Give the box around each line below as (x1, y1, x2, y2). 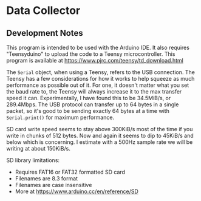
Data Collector (6, 4, 81, 18)
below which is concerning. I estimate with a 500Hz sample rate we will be (6, 138, 193, 146)
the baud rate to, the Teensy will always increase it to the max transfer (6, 88, 182, 95)
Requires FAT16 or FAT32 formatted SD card (15, 168, 126, 175)
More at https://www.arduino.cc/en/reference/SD (15, 188, 138, 195)
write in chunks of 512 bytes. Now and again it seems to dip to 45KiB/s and (6, 132, 194, 139)
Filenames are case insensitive (15, 182, 92, 188)
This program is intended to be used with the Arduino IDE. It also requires (6, 44, 190, 51)
